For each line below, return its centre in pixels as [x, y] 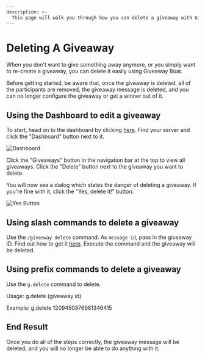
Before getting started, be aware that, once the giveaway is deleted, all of [99, 83]
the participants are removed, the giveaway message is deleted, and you [98, 90]
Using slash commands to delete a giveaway [93, 223]
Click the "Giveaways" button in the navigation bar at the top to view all [96, 160]
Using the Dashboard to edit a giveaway [84, 115]
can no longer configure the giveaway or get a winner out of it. [85, 96]
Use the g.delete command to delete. [54, 284]
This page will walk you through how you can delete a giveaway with [102, 18]
